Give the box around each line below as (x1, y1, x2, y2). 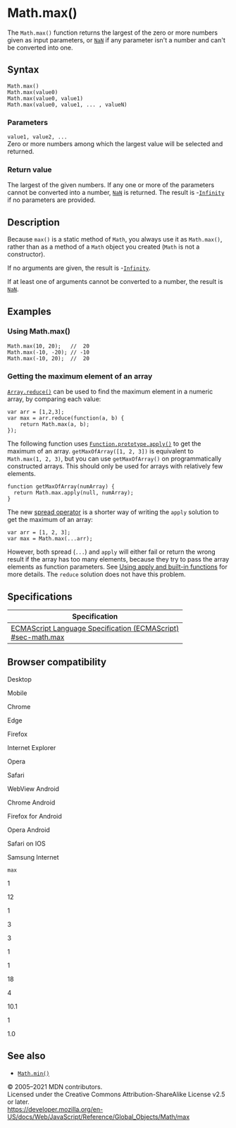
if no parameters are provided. (7, 196, 96, 204)
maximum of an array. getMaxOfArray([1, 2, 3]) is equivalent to (7, 447, 194, 456)
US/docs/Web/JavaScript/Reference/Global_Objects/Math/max (7, 1112, 190, 1121)
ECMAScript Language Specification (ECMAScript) (11, 623, 180, 633)
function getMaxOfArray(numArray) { (7, 483, 115, 490)
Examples (7, 305, 51, 317)
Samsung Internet (7, 853, 59, 861)
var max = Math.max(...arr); (7, 535, 93, 542)
